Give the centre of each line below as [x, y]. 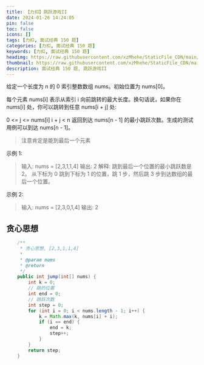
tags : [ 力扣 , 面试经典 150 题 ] [42, 40]
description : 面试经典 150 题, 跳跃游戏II [57, 68]
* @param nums [38, 260]
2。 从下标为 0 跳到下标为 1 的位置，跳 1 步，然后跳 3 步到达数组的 [104, 174]
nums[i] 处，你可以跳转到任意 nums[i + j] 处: [61, 107]
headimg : [17, 57]
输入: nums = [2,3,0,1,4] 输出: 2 [60, 207]
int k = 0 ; [42, 283]
